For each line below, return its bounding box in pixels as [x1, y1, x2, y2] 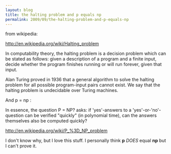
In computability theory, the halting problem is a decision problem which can [5, 50, 166, 56]
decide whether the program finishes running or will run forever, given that [5, 61, 162, 68]
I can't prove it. [5, 143, 37, 149]
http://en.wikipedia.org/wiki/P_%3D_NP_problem [5, 128, 108, 134]
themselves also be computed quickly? [5, 118, 88, 124]
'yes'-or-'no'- [132, 107, 161, 113]
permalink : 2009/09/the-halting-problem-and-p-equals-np [5, 17, 129, 22]
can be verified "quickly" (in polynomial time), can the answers [25, 112, 157, 118]
